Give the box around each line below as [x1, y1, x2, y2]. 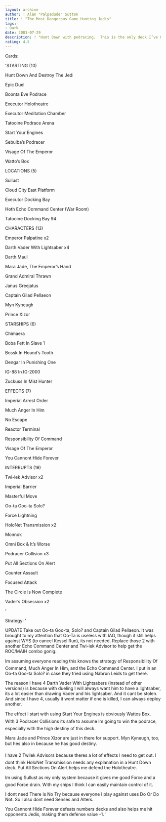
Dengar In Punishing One [5, 359, 56, 365]
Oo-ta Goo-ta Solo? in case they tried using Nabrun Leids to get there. [5, 670, 148, 676]
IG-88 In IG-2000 [5, 369, 41, 374]
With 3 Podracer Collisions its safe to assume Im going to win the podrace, [5, 718, 157, 724]
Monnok [5, 532, 22, 537]
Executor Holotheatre [5, 101, 48, 107]
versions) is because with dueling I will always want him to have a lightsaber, [5, 685, 161, 691]
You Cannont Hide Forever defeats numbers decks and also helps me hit [5, 806, 153, 812]
